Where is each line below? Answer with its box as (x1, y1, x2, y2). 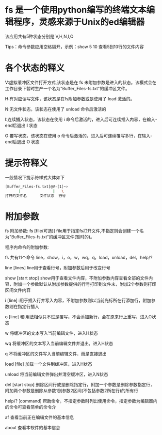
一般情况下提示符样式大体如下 (5, 174, 65, 180)
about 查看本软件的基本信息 (5, 425, 61, 431)
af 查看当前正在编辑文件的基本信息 (5, 415, 74, 420)
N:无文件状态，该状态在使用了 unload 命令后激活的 (5, 106, 107, 112)
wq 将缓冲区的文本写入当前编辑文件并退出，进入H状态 (5, 341, 113, 346)
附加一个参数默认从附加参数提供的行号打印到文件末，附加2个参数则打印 (13, 281, 157, 287)
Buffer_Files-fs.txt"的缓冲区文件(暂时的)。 (11, 234, 95, 240)
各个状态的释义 (5, 62, 65, 74)
